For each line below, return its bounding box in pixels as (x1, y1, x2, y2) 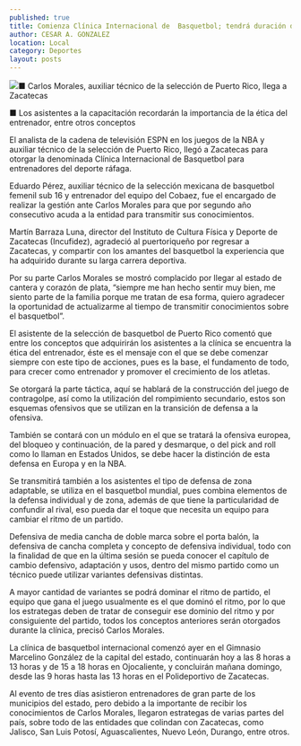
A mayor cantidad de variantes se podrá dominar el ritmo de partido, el (9, 587, 271, 597)
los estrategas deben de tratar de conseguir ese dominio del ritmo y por (9, 606, 275, 616)
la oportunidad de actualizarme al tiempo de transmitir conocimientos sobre (9, 302, 289, 312)
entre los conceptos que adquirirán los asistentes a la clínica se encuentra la (9, 338, 292, 348)
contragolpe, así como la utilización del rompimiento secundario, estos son (9, 393, 286, 404)
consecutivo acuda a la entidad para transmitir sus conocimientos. (9, 209, 254, 220)
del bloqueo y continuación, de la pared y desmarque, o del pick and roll (9, 439, 276, 450)
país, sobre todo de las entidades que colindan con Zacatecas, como (9, 717, 264, 727)
